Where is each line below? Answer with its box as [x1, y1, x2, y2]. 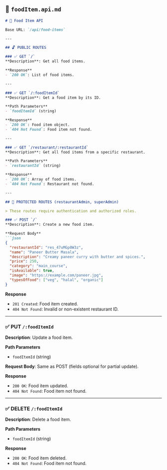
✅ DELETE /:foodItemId [5, 405, 63, 412]
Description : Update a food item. [5, 334, 73, 340]
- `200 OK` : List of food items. [5, 72, 75, 77]
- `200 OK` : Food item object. [5, 123, 70, 128]
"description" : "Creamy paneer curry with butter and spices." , [9, 254, 146, 259]
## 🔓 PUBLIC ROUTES [5, 45, 46, 50]
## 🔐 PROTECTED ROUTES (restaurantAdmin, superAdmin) [5, 199, 119, 204]
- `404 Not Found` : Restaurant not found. [5, 181, 94, 186]
